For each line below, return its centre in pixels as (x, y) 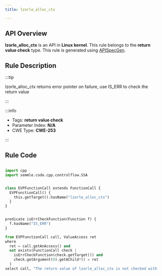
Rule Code (21, 155)
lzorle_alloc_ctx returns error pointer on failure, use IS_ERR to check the (77, 87)
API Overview (26, 34)
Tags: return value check (38, 120)
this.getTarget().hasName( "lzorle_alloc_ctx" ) (62, 197)
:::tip (9, 77)
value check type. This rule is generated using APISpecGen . (65, 50)
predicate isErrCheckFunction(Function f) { (51, 219)
